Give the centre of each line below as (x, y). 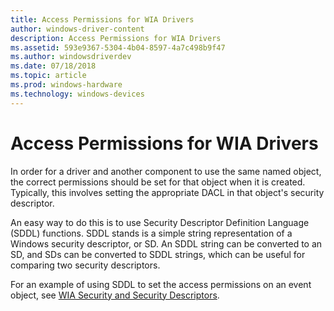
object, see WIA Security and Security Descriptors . (115, 295)
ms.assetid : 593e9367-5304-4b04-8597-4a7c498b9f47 (118, 47)
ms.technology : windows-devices (77, 94)
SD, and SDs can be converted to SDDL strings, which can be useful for (158, 254)
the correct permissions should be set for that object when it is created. (158, 182)
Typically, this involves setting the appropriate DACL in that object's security (167, 192)
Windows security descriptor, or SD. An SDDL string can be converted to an (166, 243)
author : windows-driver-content (77, 29)
